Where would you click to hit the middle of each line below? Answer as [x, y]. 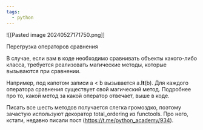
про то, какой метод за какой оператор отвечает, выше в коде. [88, 96]
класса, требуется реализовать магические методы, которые [86, 65]
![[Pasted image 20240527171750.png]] [55, 34]
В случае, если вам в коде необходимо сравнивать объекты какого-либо [102, 58]
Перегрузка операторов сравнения [52, 47]
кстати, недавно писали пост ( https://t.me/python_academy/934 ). [90, 120]
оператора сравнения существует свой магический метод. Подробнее [99, 89]
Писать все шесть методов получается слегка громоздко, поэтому [94, 107]
